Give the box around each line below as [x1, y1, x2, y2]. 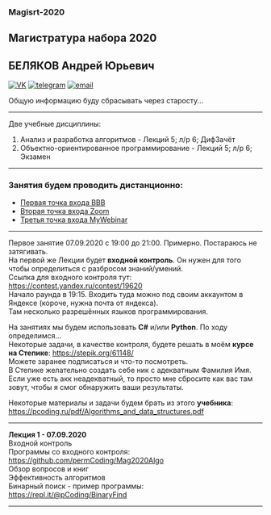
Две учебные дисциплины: [8, 119, 102, 129]
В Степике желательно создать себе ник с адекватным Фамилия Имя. [8, 366, 252, 375]
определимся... [8, 331, 62, 341]
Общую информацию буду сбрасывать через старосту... [8, 96, 204, 106]
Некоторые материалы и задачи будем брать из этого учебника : [8, 398, 234, 408]
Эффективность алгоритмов [8, 473, 106, 483]
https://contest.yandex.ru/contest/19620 [8, 281, 143, 291]
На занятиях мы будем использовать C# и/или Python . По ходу [8, 322, 228, 333]
